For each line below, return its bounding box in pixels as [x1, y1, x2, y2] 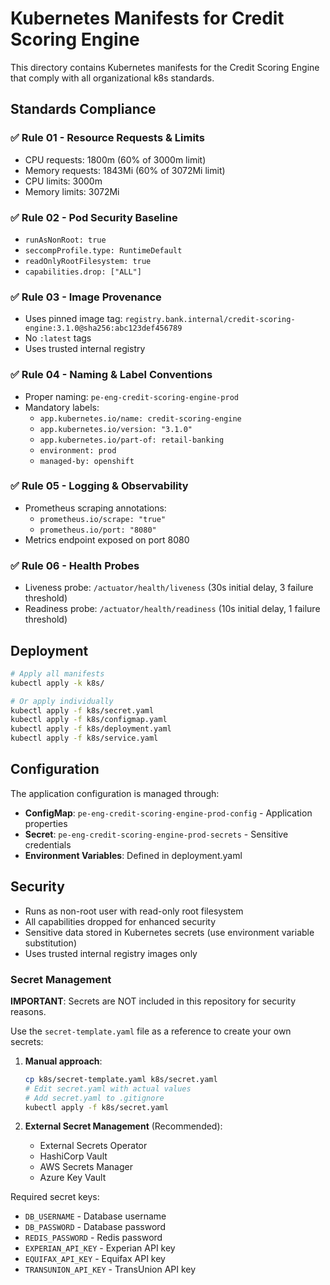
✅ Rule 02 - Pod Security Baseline [10, 210, 178, 224]
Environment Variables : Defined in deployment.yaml [24, 849, 243, 861]
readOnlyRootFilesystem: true [24, 256, 152, 266]
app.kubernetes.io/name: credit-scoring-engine [39, 413, 242, 424]
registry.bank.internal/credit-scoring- [124, 315, 296, 325]
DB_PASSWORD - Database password [24, 1221, 166, 1233]
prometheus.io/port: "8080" [39, 525, 157, 535]
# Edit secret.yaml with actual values [24, 1083, 192, 1094]
